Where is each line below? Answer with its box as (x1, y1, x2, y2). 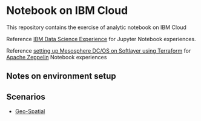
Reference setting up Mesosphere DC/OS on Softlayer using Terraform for (6, 47, 191, 54)
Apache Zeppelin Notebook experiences (6, 53, 107, 60)
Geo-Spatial (15, 108, 45, 115)
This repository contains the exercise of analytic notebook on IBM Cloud (6, 24, 186, 31)
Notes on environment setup (6, 71, 116, 82)
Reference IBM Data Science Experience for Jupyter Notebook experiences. (6, 35, 196, 42)
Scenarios (6, 91, 45, 102)
